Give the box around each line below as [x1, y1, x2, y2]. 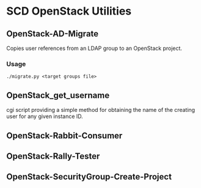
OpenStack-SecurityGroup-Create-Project [6, 172, 172, 182]
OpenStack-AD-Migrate [6, 29, 99, 39]
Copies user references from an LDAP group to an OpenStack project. [6, 44, 182, 52]
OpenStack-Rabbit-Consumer [6, 130, 123, 141]
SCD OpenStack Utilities [6, 4, 132, 18]
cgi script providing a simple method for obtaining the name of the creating [6, 106, 196, 114]
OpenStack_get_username [6, 90, 110, 100]
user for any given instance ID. [6, 113, 84, 120]
